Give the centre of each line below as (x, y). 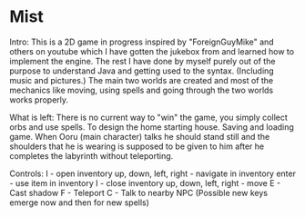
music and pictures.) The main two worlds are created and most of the (142, 80)
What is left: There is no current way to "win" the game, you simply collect (149, 117)
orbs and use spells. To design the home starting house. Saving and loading (152, 127)
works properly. (39, 99)
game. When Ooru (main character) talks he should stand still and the (140, 136)
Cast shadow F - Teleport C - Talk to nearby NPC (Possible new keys (139, 192)
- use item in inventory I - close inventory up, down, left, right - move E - (145, 182)
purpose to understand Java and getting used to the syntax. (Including (142, 71)
